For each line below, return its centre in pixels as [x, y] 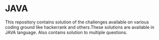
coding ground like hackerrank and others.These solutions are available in [80, 27]
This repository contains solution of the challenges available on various [77, 22]
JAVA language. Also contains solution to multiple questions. [66, 32]
